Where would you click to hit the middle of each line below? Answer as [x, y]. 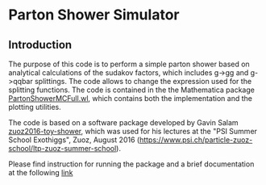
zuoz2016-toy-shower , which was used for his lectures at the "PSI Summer [133, 131]
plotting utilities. [35, 107]
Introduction [40, 45]
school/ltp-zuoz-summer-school [62, 148]
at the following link [41, 172]
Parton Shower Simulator [94, 15]
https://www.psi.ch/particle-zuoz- [196, 140]
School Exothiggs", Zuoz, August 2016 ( [74, 140]
